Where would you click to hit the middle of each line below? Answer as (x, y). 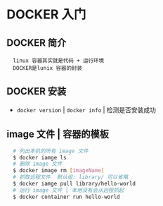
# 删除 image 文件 (38, 164)
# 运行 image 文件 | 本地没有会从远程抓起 (69, 190)
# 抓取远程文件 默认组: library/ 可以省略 (71, 177)
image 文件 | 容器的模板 (58, 134)
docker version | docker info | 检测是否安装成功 (86, 109)
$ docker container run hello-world (66, 197)
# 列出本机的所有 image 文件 (51, 151)
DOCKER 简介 (37, 43)
